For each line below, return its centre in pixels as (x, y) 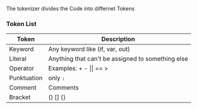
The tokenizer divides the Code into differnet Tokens (70, 9)
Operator (22, 69)
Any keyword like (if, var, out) (89, 49)
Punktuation (26, 78)
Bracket (20, 97)
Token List (21, 24)
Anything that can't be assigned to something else (118, 59)
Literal (18, 59)
